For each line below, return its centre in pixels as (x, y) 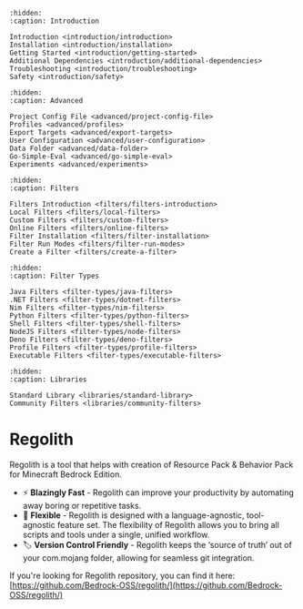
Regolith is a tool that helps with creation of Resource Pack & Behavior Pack (151, 464)
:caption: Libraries (49, 380)
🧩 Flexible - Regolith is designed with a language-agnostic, (133, 515)
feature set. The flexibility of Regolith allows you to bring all (168, 524)
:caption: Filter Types (55, 276)
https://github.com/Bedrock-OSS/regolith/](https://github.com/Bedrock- (147, 585)
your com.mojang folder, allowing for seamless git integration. (138, 558)
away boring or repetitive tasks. (82, 505)
